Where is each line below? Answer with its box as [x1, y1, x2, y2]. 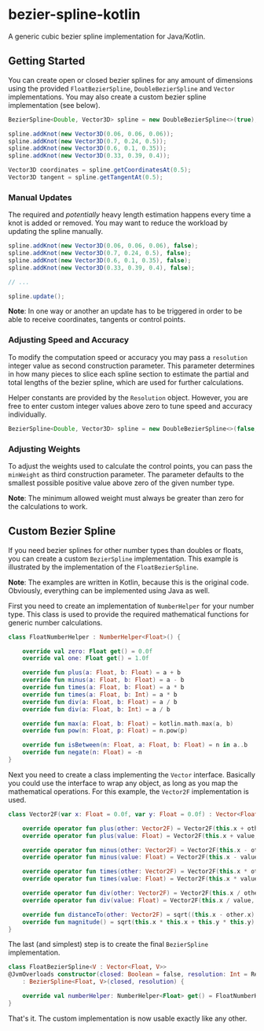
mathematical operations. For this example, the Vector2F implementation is [8, 786, 249, 796]
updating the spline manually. [8, 227, 104, 236]
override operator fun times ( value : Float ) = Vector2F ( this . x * [22, 875, 237, 883]
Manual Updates [8, 191, 72, 202]
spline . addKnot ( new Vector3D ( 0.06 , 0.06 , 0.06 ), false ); [8, 242, 199, 250]
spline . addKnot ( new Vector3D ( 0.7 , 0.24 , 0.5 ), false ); [8, 250, 192, 258]
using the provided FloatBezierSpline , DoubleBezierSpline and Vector [8, 83, 236, 93]
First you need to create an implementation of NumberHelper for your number [8, 601, 255, 610]
